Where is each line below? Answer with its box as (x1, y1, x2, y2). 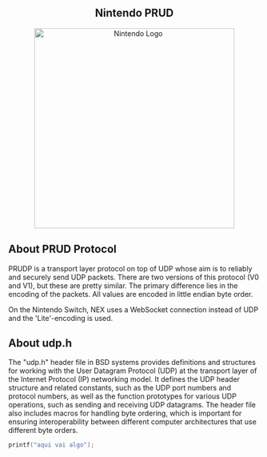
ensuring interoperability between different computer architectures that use (8, 417, 257, 427)
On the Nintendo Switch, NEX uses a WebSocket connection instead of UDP (8, 304, 258, 315)
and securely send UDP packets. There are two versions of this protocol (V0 (8, 272, 260, 282)
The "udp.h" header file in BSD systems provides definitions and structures (8, 358, 256, 367)
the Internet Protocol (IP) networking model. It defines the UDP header (8, 375, 241, 384)
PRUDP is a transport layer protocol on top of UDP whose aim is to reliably (8, 263, 253, 273)
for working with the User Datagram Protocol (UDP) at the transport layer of (8, 366, 257, 375)
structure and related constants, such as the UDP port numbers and (8, 383, 232, 393)
